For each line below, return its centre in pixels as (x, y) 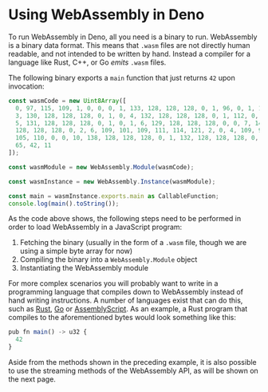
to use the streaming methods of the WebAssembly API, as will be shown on (134, 371)
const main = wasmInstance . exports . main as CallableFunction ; (114, 196)
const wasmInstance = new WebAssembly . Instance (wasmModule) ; (112, 181)
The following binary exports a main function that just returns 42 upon (122, 77)
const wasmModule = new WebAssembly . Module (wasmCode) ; (101, 167)
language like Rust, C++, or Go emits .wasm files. (87, 62)
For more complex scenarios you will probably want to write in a (113, 283)
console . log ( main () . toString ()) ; (64, 204)
